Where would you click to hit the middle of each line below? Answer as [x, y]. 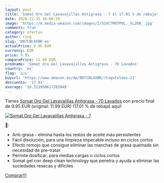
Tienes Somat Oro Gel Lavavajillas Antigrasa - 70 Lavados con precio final [80, 101]
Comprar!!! [16, 175]
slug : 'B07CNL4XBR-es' [28, 42]
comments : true [21, 28]
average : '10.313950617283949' [37, 87]
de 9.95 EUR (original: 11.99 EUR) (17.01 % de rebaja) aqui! [63, 106]
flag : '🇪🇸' [17, 73]
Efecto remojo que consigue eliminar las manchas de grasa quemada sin [85, 145]
